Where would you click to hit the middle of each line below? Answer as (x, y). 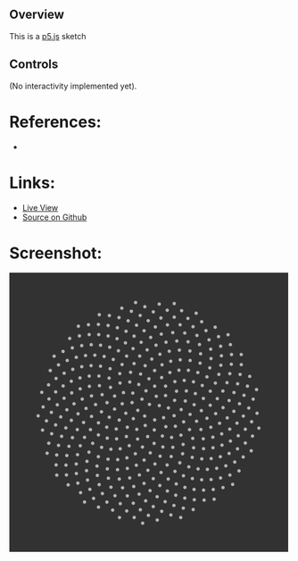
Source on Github (54, 217)
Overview (37, 15)
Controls (34, 65)
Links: (33, 183)
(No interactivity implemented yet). (73, 86)
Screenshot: (56, 253)
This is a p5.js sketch (48, 36)
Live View (40, 207)
